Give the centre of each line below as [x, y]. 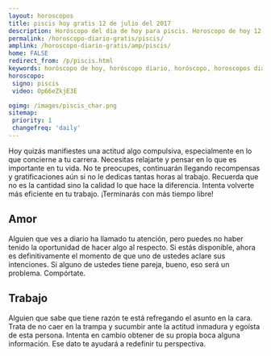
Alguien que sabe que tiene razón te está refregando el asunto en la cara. [130, 318]
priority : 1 [32, 121]
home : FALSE [28, 53]
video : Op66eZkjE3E [45, 91]
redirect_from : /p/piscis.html [61, 61]
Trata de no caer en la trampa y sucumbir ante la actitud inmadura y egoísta [134, 326]
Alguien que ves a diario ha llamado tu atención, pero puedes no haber [126, 238]
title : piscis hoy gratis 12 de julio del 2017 [90, 23]
